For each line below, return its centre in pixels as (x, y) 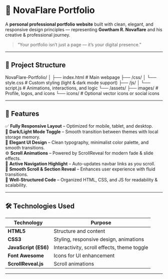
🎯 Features (22, 114)
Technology (28, 223)
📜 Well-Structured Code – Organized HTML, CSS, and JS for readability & (81, 179)
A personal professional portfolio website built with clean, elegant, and (79, 24)
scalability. (16, 185)
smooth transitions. (25, 147)
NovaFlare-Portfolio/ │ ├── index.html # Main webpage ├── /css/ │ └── (81, 77)
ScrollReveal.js (26, 264)
